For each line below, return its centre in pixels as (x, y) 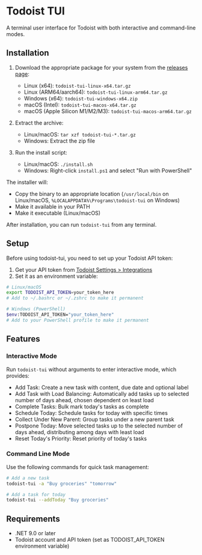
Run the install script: (41, 152)
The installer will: (27, 182)
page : (22, 74)
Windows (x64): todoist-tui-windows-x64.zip (81, 98)
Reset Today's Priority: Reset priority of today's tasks (81, 438)
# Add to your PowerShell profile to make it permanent (78, 320)
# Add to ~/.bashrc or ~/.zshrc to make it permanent (75, 298)
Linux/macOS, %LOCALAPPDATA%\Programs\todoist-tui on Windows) (97, 200)
